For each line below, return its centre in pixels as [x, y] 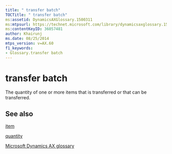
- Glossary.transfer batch [34, 53]
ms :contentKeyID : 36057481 [34, 29]
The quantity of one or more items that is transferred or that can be [76, 92]
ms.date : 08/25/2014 [27, 39]
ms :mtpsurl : [18, 24]
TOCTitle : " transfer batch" [36, 15]
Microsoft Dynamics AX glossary [40, 146]
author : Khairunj [24, 34]
